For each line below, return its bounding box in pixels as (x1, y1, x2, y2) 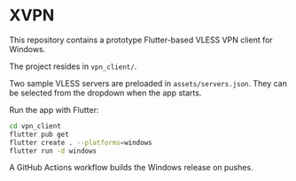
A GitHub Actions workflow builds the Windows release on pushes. (9, 162, 254, 173)
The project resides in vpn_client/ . (9, 61, 137, 72)
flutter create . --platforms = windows (9, 138, 152, 147)
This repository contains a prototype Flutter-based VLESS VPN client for (9, 34, 273, 45)
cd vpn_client (9, 121, 62, 131)
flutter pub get (9, 130, 69, 139)
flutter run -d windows (9, 147, 97, 155)
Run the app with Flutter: (9, 104, 99, 115)
